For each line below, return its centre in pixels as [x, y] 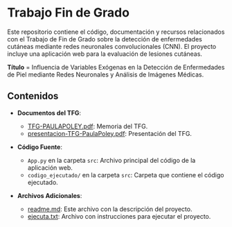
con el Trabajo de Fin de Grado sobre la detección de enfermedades [105, 39]
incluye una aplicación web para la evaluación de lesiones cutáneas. [105, 54]
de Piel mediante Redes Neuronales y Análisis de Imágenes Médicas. [106, 75]
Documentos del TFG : [49, 112]
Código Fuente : [39, 147]
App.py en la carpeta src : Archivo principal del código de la [111, 160]
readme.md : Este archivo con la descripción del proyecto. [110, 209]
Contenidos [33, 96]
